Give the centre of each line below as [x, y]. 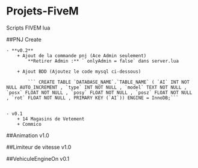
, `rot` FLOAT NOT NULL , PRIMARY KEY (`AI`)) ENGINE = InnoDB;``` [93, 98]
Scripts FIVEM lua [28, 28]
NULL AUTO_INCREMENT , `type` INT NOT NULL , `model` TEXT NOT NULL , [97, 87]
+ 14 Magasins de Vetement [51, 119]
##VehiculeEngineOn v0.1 [38, 158]
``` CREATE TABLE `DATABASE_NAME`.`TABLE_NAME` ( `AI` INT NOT [109, 82]
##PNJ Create [24, 39]
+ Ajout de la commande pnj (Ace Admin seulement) [82, 55]
